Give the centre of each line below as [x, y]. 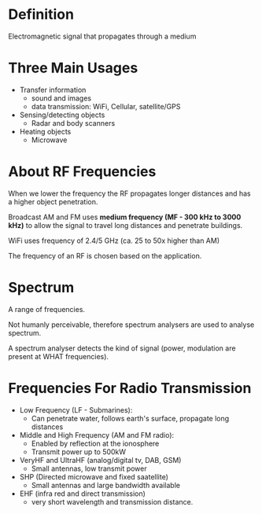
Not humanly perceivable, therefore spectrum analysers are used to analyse [131, 325]
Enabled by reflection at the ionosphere [95, 443]
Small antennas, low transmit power [89, 468]
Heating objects [45, 131]
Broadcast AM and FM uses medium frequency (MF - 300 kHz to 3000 [125, 217]
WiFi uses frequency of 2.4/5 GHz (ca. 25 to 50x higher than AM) [114, 240]
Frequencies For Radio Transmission [130, 388]
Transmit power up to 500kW [79, 452]
